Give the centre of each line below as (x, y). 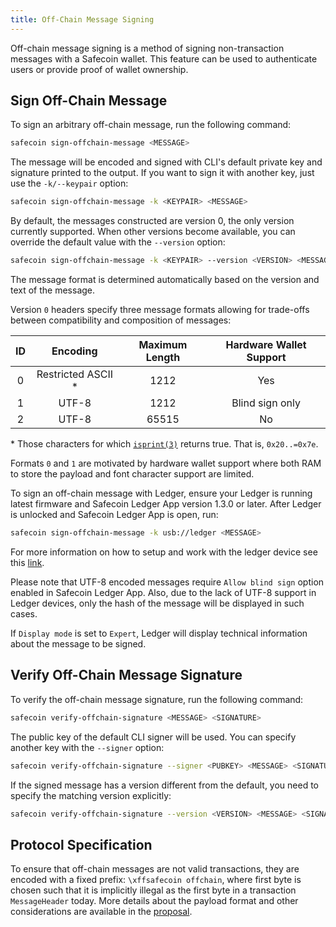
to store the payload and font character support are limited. (132, 474)
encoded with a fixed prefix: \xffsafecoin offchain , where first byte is (156, 880)
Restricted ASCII (74, 374)
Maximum (163, 345)
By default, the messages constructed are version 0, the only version (152, 221)
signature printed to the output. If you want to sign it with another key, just (162, 173)
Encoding (74, 351)
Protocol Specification (81, 844)
